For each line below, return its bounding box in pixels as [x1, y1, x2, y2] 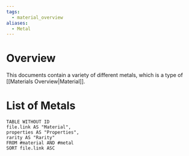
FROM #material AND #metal [6, 140, 74, 146]
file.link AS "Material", [6, 124, 71, 130]
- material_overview [11, 14, 63, 20]
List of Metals [6, 99, 76, 113]
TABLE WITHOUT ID [6, 119, 50, 125]
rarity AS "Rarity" [6, 135, 55, 141]
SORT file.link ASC [6, 145, 55, 151]
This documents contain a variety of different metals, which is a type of [6, 72, 184, 79]
